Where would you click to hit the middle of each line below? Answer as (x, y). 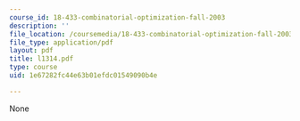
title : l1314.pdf (42, 59)
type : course (33, 68)
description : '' (39, 26)
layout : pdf (31, 51)
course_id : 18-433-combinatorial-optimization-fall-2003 (117, 17)
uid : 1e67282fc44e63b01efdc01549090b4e (83, 76)
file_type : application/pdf (62, 42)
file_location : (37, 34)
